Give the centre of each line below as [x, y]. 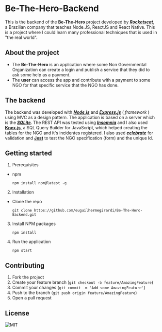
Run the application [31, 242]
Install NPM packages [34, 224]
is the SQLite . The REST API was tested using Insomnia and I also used [76, 122]
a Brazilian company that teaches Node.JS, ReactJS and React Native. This [80, 27]
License [17, 313]
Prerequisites [25, 165]
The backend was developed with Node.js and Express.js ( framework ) [77, 112]
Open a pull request [32, 298]
